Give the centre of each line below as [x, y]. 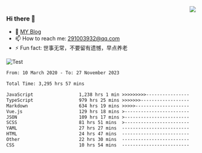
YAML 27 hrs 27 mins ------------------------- [98, 128]
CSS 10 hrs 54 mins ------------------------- [98, 145]
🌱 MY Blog [28, 32]
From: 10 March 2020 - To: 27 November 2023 [63, 73]
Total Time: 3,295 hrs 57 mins [45, 84]
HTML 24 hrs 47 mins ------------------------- [98, 134]
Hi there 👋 [21, 19]
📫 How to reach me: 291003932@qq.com [67, 39]
